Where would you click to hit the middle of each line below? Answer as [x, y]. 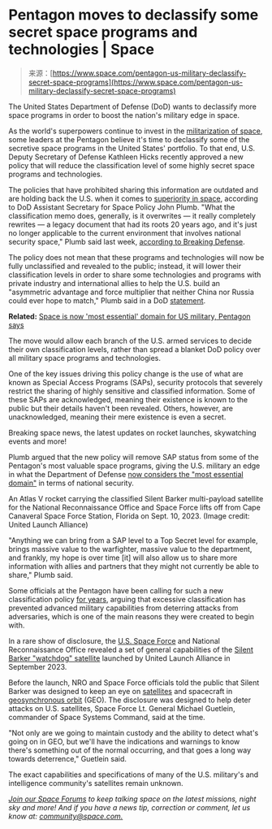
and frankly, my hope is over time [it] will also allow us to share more [123, 558]
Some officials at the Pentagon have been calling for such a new [116, 590]
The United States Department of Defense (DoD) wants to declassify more [133, 106]
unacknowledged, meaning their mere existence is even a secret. [117, 417]
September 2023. [38, 666]
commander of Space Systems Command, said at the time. [107, 717]
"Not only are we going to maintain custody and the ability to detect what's [134, 732]
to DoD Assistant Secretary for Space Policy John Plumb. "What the [122, 207]
